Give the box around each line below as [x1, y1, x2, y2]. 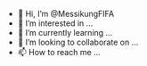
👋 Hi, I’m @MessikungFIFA [17, 9, 115, 19]
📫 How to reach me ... [17, 47, 101, 57]
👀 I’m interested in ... [17, 18, 94, 29]
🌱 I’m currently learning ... [17, 28, 113, 37]
